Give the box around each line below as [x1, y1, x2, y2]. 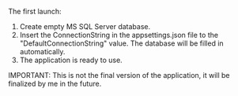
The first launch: [8, 7, 62, 16]
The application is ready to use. [19, 55, 123, 65]
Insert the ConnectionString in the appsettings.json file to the [19, 31, 219, 39]
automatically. [19, 47, 66, 56]
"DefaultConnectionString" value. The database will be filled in [19, 39, 224, 48]
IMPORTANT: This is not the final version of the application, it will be [8, 71, 230, 79]
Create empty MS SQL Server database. [19, 22, 151, 31]
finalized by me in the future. [8, 79, 102, 88]
